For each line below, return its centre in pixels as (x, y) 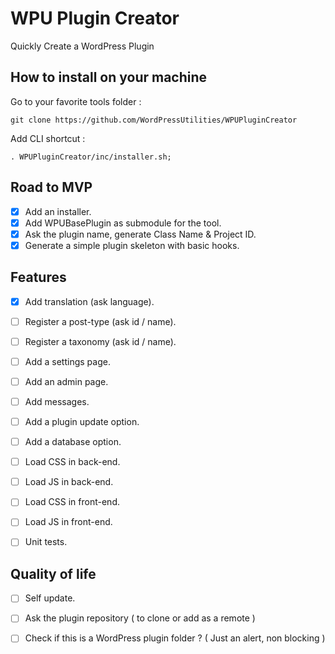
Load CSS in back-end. (72, 462)
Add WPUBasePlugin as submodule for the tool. (123, 223)
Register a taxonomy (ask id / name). (100, 341)
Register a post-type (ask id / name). (100, 321)
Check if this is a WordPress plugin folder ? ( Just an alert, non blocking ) (175, 638)
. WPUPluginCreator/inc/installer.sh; (91, 157)
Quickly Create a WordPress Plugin (82, 46)
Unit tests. (46, 542)
